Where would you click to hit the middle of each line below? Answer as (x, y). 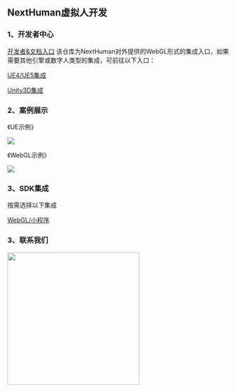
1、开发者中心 (31, 35)
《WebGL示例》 (29, 155)
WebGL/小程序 (29, 220)
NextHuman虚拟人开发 (57, 13)
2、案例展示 (28, 110)
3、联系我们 (28, 240)
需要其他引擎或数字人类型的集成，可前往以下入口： (81, 60)
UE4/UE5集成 (27, 75)
